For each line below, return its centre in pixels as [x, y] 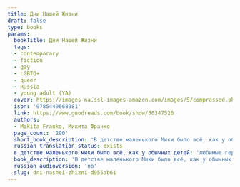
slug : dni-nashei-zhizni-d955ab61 [65, 172]
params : [19, 34]
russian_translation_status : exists [68, 146]
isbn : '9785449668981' [47, 107]
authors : [27, 119]
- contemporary [36, 54]
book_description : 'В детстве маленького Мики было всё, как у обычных [123, 160]
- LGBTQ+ [27, 73]
